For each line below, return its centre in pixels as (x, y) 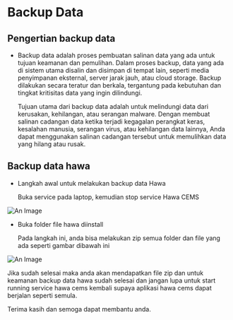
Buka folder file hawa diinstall (60, 224)
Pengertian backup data (61, 38)
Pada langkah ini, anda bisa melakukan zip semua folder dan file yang (119, 238)
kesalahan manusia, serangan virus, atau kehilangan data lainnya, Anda (121, 129)
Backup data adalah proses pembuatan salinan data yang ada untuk (116, 55)
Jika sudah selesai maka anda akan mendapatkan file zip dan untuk (106, 273)
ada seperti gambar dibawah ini (64, 245)
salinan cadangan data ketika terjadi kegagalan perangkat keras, (111, 122)
